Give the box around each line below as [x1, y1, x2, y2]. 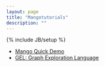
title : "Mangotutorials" [6, 14, 68, 20]
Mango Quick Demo [14, 48, 65, 55]
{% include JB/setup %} [6, 36, 66, 44]
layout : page [6, 8, 39, 15]
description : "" [6, 20, 47, 26]
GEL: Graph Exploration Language [14, 54, 99, 62]
